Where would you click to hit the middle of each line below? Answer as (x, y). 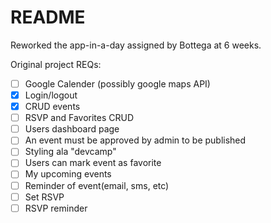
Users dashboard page (72, 129)
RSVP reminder (56, 208)
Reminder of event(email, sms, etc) (97, 185)
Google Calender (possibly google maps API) (117, 83)
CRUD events (52, 107)
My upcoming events (68, 174)
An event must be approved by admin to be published (135, 140)
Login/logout (51, 95)
